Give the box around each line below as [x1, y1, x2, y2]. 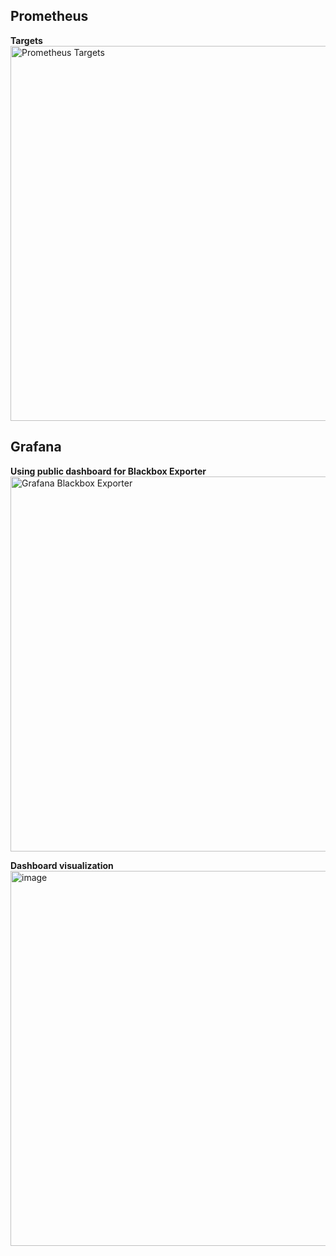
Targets [10, 34, 43, 46]
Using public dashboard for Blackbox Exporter [10, 465, 207, 477]
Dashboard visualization [10, 859, 114, 871]
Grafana [10, 439, 62, 456]
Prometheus [10, 8, 89, 25]
